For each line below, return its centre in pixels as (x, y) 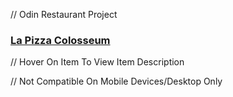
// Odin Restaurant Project (64, 14)
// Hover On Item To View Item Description (97, 62)
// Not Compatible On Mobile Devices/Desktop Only (116, 81)
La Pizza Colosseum (60, 40)
